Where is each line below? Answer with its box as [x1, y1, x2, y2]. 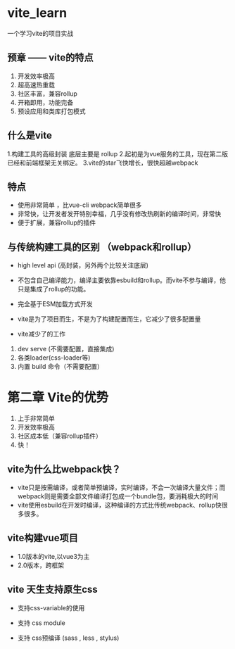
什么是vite [7, 130, 53, 141]
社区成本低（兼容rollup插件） [17, 431, 102, 441]
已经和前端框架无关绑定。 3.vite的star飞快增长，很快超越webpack [7, 158, 198, 167]
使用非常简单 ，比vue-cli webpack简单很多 [17, 201, 142, 209]
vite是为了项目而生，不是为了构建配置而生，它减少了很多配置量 [17, 315, 201, 323]
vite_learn [7, 5, 68, 21]
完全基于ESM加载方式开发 [17, 300, 93, 308]
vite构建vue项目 [7, 532, 79, 544]
